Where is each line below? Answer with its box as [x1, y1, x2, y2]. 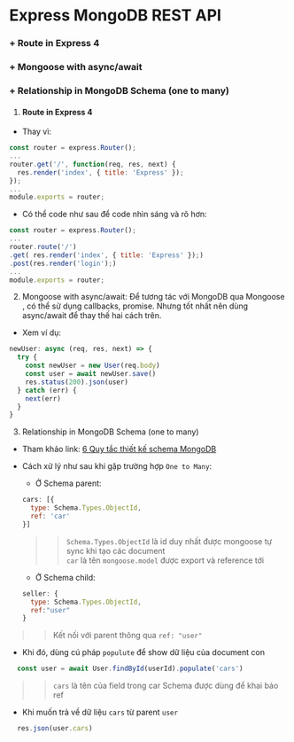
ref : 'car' [30, 512, 71, 521]
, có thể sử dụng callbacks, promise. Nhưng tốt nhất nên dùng [21, 301, 249, 311]
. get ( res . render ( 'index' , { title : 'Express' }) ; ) [9, 250, 204, 260]
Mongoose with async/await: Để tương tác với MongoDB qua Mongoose [21, 292, 285, 302]
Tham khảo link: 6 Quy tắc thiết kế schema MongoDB [21, 444, 217, 455]
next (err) [25, 394, 62, 403]
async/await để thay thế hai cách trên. [21, 310, 162, 321]
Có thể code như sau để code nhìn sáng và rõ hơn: [21, 209, 207, 220]
